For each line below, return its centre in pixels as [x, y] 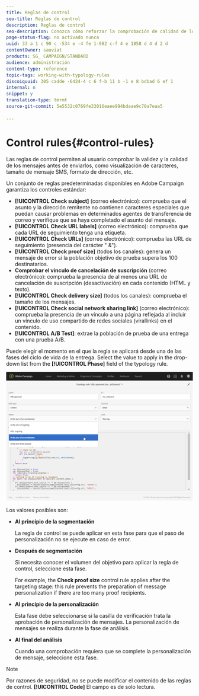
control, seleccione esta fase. [51, 569]
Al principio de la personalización [57, 604]
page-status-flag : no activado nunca [53, 38]
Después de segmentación [49, 551]
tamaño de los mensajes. [45, 302]
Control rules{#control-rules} [80, 143]
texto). [23, 289]
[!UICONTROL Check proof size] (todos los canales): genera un [93, 251]
